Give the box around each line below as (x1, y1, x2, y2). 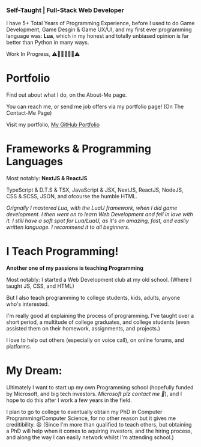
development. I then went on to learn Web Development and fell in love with (6, 211, 193, 218)
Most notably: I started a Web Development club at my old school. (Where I (6, 276, 192, 284)
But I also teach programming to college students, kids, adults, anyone (6, 294, 181, 302)
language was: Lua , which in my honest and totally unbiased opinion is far (6, 32, 189, 40)
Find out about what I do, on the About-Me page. (6, 91, 127, 99)
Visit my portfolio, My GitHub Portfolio (6, 121, 100, 129)
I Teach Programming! (6, 245, 119, 258)
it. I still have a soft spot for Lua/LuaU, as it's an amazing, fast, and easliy (6, 217, 189, 225)
